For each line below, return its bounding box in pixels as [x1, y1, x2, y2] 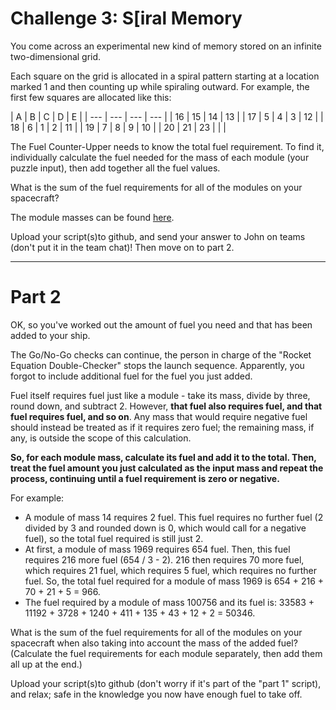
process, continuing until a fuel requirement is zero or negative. [10, 472, 280, 484]
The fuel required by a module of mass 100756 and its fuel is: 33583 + [24, 596, 315, 608]
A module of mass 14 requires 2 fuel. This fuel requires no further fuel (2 [24, 511, 324, 523]
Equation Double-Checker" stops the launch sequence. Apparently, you [10, 359, 305, 371]
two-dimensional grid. [10, 50, 102, 62]
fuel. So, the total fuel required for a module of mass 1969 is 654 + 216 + [24, 575, 325, 587]
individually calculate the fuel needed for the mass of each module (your [10, 151, 310, 163]
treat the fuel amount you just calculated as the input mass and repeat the [10, 462, 324, 474]
